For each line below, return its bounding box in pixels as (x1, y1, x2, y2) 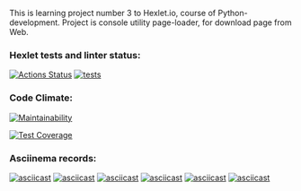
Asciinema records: (9, 152, 97, 164)
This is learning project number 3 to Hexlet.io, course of (9, 8, 217, 18)
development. (9, 17, 60, 28)
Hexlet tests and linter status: (9, 48, 141, 61)
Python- (217, 8, 249, 18)
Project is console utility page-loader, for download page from (61, 17, 292, 28)
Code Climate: (9, 91, 74, 104)
